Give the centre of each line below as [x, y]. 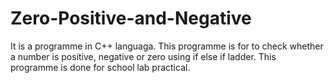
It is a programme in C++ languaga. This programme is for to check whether [167, 46]
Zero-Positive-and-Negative [131, 18]
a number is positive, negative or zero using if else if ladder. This [143, 56]
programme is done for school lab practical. [100, 67]
